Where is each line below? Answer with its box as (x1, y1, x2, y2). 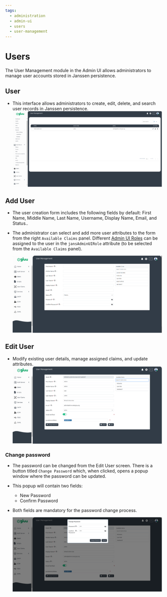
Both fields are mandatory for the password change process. (12, 508, 138, 513)
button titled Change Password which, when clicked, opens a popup (12, 468, 148, 474)
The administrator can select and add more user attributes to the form (12, 230, 156, 236)
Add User (5, 196, 35, 205)
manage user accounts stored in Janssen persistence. (5, 73, 116, 79)
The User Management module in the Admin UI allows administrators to (5, 68, 152, 74)
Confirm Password (19, 498, 58, 504)
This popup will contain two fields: (12, 483, 83, 489)
